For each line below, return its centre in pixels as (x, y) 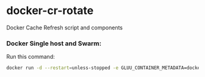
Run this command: (31, 57)
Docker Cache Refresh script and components (65, 28)
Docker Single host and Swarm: (54, 43)
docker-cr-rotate (50, 11)
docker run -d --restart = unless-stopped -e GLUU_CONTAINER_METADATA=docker (105, 68)
